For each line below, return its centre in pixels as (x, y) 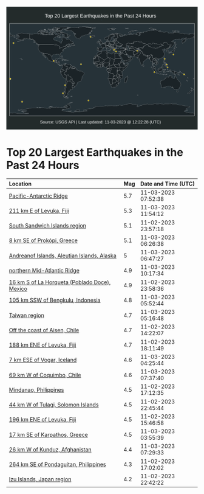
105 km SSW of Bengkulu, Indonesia (55, 300)
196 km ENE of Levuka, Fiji (42, 420)
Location (20, 184)
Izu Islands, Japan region (40, 479)
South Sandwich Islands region (48, 226)
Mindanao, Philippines (36, 389)
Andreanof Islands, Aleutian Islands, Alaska (63, 256)
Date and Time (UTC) (168, 184)
